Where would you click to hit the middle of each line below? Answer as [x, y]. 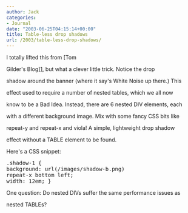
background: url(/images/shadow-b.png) [65, 169]
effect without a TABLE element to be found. [62, 140]
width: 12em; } [29, 181]
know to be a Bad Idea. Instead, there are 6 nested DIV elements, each [95, 104]
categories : [21, 18]
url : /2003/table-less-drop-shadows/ [54, 40]
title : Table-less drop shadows [47, 35]
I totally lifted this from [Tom [42, 57]
